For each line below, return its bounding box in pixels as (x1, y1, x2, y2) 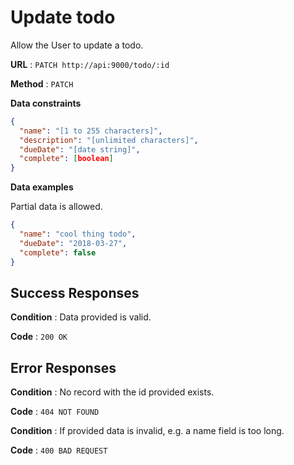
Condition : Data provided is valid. (10, 311, 152, 323)
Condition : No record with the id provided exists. (10, 386, 215, 398)
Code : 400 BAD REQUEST (10, 444, 108, 456)
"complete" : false (19, 247, 97, 258)
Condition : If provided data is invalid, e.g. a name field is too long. (10, 425, 285, 437)
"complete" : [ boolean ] (19, 154, 114, 164)
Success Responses (10, 284, 140, 301)
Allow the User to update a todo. (10, 39, 144, 51)
